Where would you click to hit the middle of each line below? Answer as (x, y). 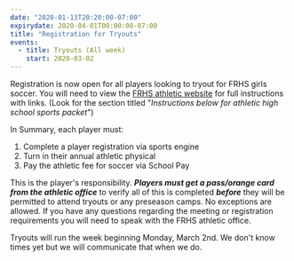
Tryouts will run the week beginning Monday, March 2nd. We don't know (143, 237)
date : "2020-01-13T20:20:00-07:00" (76, 17)
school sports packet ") (52, 112)
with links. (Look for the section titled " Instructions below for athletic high (144, 103)
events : (24, 42)
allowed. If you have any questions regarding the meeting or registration (142, 211)
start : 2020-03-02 (60, 59)
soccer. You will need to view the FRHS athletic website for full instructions (147, 93)
